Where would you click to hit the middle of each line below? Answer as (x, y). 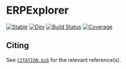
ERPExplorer (37, 10)
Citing (18, 46)
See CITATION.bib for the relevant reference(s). (64, 59)
